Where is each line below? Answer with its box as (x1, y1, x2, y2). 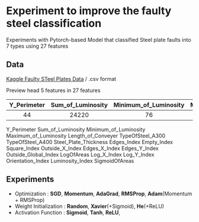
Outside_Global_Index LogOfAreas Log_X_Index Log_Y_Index (6, 151, 155, 158)
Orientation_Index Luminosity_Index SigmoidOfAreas (6, 157, 134, 164)
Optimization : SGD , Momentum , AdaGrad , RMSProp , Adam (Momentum (14, 190, 192, 197)
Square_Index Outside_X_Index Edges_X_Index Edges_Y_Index (6, 145, 159, 152)
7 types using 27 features (6, 43, 69, 50)
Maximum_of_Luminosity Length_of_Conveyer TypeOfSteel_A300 (6, 132, 166, 139)
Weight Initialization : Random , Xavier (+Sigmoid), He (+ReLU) (14, 203, 165, 210)
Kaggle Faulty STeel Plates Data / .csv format (6, 75, 117, 82)
